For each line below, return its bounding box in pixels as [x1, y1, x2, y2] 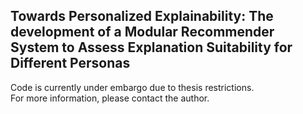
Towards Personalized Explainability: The [10, 8, 274, 25]
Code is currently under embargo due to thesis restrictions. [10, 81, 255, 93]
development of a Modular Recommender [10, 24, 275, 41]
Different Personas [10, 55, 131, 72]
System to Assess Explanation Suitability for [10, 39, 293, 56]
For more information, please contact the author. [10, 92, 210, 104]
